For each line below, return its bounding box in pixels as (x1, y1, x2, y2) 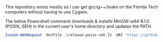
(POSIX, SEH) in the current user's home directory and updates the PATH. (5, 23, 152, 29)
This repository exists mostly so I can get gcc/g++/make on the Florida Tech (5, 4, 158, 10)
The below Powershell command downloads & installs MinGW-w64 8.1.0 (5, 19, 150, 24)
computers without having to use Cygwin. (5, 9, 89, 15)
